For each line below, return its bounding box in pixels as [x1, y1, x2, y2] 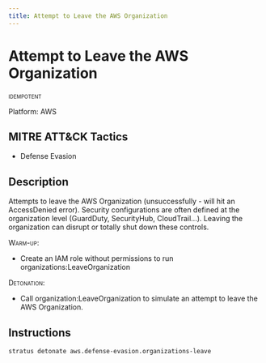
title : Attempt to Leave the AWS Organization [8, 11, 168, 20]
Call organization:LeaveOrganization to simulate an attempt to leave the [19, 293, 259, 304]
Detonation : [8, 278, 45, 288]
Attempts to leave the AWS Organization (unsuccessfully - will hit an [8, 196, 236, 207]
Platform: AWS [8, 106, 57, 116]
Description [8, 175, 69, 189]
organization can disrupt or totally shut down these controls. [8, 222, 209, 232]
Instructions [8, 326, 71, 340]
